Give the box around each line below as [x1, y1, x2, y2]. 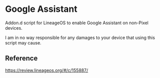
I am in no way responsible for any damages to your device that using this [5, 35, 156, 40]
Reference [5, 54, 38, 63]
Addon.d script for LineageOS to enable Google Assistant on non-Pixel [5, 20, 149, 26]
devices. [5, 25, 23, 31]
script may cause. [5, 39, 41, 45]
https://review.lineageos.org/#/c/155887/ [5, 67, 88, 73]
